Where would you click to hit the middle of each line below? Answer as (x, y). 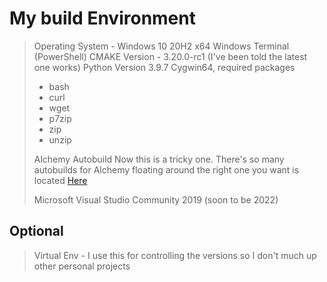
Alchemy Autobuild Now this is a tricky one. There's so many (159, 159)
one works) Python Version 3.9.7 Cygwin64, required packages (164, 67)
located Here (60, 180)
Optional (36, 231)
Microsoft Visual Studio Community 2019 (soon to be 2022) (156, 199)
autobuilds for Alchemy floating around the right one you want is (166, 169)
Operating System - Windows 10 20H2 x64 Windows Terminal (161, 46)
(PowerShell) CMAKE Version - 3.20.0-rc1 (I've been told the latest (170, 56)
